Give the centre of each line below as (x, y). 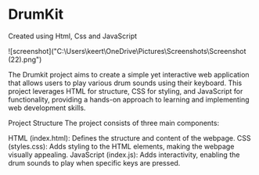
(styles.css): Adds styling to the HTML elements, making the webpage (121, 146)
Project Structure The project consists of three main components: (114, 123)
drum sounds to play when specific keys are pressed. (94, 162)
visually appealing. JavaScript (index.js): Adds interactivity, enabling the (124, 155)
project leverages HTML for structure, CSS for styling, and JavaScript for (126, 91)
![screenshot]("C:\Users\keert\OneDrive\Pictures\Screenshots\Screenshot (127, 51)
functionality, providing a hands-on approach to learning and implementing (129, 99)
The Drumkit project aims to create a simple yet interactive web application (129, 74)
